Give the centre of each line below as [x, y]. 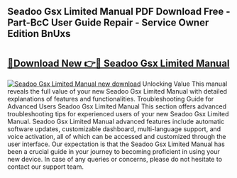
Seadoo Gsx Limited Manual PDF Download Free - [119, 12]
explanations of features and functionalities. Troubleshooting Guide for [111, 99]
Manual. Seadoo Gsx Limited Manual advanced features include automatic [116, 121]
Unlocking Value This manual [185, 84]
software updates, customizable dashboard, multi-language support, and [114, 129]
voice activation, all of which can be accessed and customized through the [117, 137]
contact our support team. [45, 167]
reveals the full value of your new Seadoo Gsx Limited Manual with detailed [117, 91]
